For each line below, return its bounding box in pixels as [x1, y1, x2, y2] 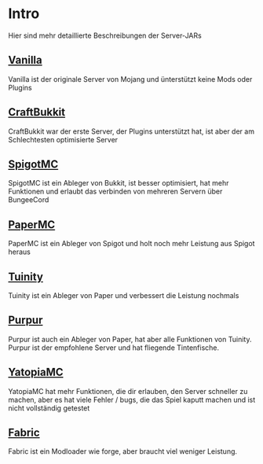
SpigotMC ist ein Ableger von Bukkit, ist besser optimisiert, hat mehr [8, 179, 229, 188]
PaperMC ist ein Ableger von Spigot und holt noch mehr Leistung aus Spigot [8, 239, 255, 249]
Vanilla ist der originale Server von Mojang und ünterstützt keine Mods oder [8, 74, 253, 83]
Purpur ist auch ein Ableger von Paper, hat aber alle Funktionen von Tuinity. [8, 334, 252, 344]
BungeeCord [8, 195, 49, 204]
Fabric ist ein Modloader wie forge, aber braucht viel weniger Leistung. [8, 447, 238, 456]
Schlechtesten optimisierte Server [8, 134, 119, 144]
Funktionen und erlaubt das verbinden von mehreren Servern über [8, 186, 223, 197]
